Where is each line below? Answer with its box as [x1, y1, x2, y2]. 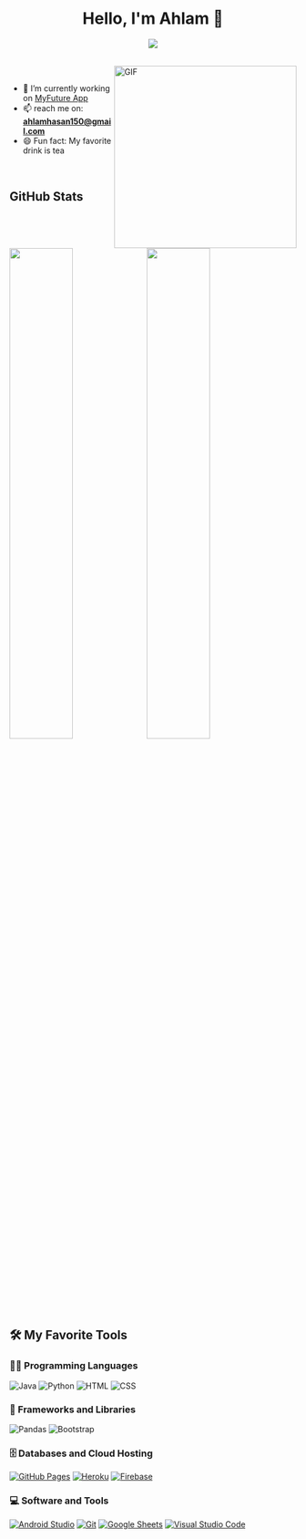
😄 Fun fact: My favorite [22, 135, 112, 146]
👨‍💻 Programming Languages [9, 1359, 138, 1372]
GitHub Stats [9, 189, 84, 204]
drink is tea [22, 145, 66, 156]
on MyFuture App [22, 92, 88, 103]
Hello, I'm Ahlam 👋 [82, 8, 224, 29]
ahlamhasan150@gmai [22, 116, 112, 127]
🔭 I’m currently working [22, 82, 111, 94]
